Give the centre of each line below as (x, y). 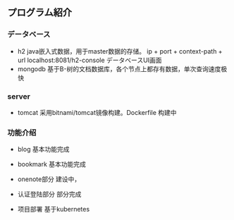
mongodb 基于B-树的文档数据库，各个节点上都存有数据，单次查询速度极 (122, 68)
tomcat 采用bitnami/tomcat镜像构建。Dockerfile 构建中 (97, 112)
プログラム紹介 (40, 13)
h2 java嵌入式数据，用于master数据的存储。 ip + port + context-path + (120, 51)
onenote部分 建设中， (49, 179)
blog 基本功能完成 (43, 149)
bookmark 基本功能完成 (52, 164)
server (19, 96)
